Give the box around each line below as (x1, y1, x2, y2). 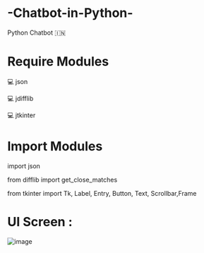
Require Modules (7, 54, 109, 70)
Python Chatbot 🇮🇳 (7, 28, 66, 37)
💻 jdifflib (7, 94, 34, 102)
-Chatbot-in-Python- (7, 5, 133, 21)
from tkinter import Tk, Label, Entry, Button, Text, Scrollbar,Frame (7, 189, 197, 197)
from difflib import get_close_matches (7, 175, 118, 184)
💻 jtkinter (7, 111, 36, 119)
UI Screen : (7, 214, 73, 230)
